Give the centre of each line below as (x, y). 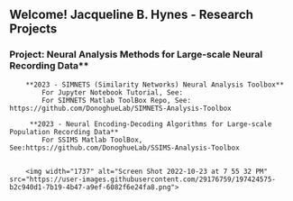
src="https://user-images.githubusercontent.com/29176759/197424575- (143, 179)
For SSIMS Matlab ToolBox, (92, 140)
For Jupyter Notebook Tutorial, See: (112, 92)
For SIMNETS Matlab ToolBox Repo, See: (117, 100)
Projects (33, 29)
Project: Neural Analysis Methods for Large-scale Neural (136, 55)
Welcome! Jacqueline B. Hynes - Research (132, 15)
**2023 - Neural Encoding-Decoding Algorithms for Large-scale (151, 124)
